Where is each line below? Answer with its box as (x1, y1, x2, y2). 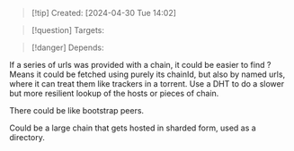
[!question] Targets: (31, 25, 105, 35)
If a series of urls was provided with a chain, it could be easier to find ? (9, 60, 272, 70)
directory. (9, 132, 45, 142)
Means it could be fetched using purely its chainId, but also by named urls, (9, 69, 286, 80)
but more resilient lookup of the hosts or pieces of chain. (9, 88, 219, 98)
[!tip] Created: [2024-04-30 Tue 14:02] (31, 8, 177, 18)
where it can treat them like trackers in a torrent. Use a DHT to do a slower (9, 79, 285, 88)
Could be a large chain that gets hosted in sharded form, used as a (9, 122, 256, 133)
